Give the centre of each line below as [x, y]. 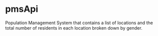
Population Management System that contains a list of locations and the [79, 23]
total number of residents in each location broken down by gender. [74, 28]
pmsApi [22, 9]
